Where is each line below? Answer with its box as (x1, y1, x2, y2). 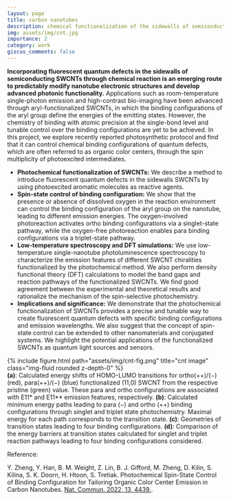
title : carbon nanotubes (7, 16, 78, 23)
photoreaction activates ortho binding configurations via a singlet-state (16, 219, 219, 227)
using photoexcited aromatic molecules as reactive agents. (16, 183, 184, 191)
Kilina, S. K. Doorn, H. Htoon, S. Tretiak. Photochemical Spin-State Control (7, 470, 217, 479)
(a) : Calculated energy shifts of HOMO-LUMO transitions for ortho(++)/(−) (7, 371, 217, 379)
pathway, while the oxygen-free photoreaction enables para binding (16, 226, 210, 234)
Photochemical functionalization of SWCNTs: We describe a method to (16, 168, 223, 176)
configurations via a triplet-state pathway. (16, 234, 136, 242)
